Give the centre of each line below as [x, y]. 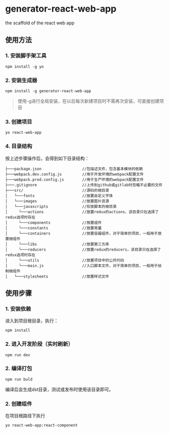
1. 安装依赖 [18, 308]
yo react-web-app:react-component [42, 425]
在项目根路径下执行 [25, 416]
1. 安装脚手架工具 [26, 56]
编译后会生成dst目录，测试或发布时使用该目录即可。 [59, 389]
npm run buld [19, 379]
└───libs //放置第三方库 [64, 244]
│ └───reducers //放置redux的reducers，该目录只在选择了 [83, 249]
